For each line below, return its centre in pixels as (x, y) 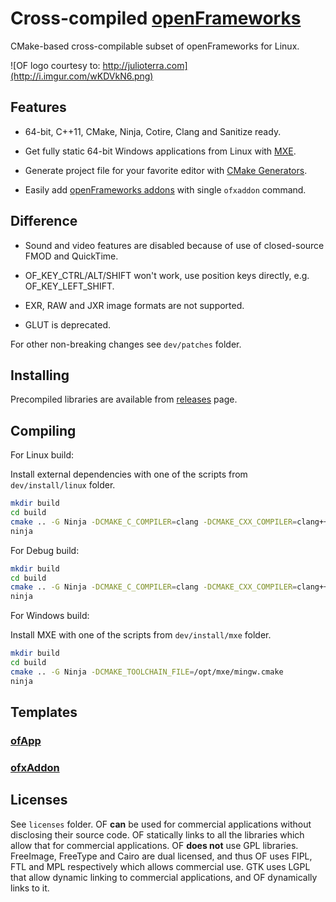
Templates (44, 712)
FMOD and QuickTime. (71, 256)
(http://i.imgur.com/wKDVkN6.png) (82, 76)
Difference (44, 221)
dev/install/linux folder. (63, 485)
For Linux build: (42, 455)
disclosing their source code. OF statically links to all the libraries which (157, 834)
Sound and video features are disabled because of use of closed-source (174, 245)
